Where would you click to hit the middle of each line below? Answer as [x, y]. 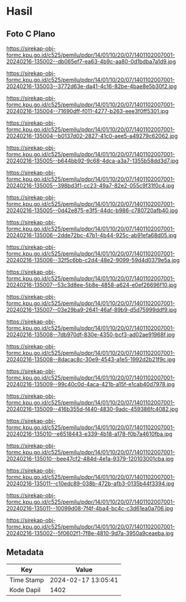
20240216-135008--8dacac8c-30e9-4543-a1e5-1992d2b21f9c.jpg [91, 359]
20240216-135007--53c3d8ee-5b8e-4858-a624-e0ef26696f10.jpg [91, 285]
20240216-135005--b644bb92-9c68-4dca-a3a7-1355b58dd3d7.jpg [92, 161]
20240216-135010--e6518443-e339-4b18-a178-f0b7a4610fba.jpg [89, 434]
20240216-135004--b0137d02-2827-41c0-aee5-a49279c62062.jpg [92, 136]
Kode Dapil [25, 590]
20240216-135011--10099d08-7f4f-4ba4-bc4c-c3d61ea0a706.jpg [90, 508]
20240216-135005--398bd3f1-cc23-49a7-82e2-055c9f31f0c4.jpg [91, 185]
